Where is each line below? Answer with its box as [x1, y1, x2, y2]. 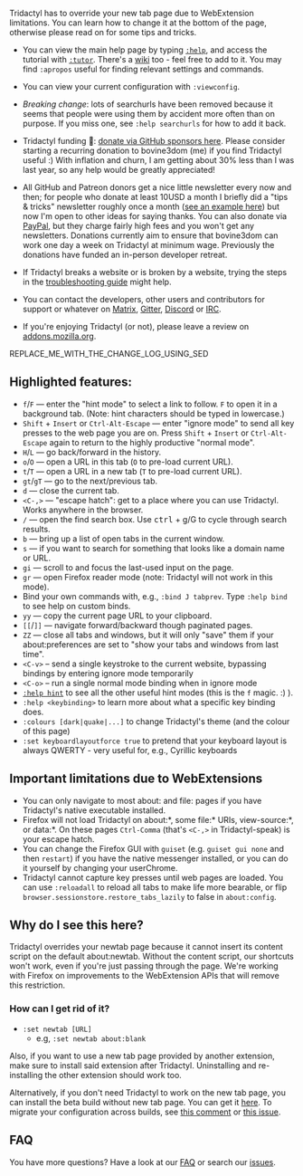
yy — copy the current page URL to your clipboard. [22, 610, 213, 621]
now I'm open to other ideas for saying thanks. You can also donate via [22, 211, 288, 221]
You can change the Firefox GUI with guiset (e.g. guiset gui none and [22, 843, 285, 854]
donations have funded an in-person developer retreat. [22, 249, 228, 260]
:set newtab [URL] [22, 1025, 92, 1034]
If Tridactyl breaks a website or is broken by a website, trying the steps [22, 267, 288, 277]
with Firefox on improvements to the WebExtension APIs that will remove [9, 970, 280, 981]
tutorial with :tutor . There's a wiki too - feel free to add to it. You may [22, 54, 282, 64]
